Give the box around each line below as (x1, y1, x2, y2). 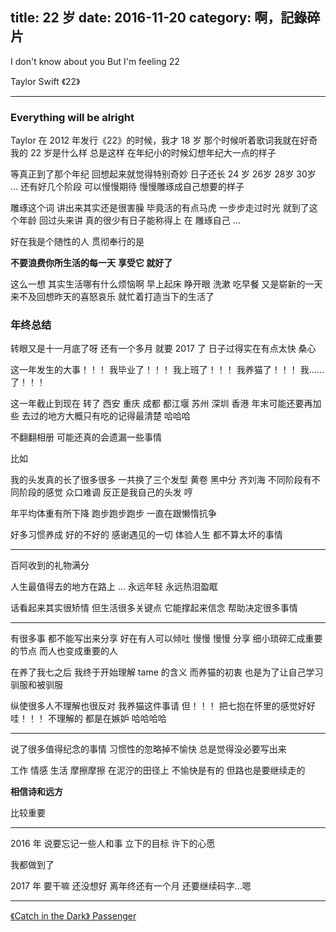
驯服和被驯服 (10, 679, 63, 691)
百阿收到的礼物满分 (10, 559, 90, 572)
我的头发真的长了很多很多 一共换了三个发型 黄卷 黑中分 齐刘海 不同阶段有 (10, 474, 312, 486)
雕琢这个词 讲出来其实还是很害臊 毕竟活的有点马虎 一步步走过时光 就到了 (10, 202, 310, 214)
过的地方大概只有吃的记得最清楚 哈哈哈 (29, 410, 191, 422)
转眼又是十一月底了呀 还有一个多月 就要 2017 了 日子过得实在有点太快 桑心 (10, 343, 317, 355)
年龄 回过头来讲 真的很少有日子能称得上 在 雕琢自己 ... (18, 214, 241, 227)
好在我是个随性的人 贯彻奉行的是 (10, 236, 145, 248)
